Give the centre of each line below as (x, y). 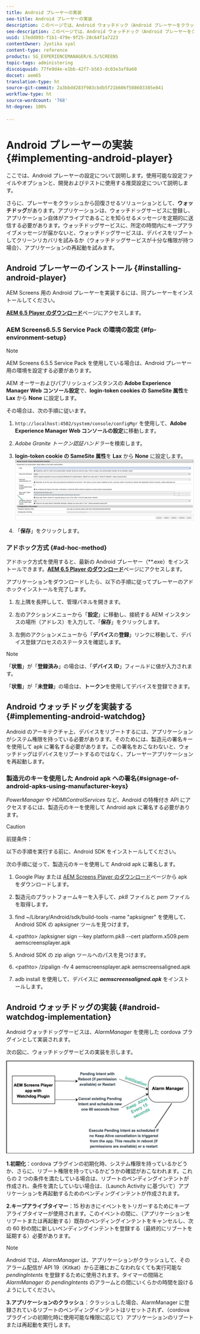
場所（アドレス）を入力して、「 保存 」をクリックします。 (94, 622)
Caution (16, 827)
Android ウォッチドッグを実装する (69, 707)
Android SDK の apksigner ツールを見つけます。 (73, 924)
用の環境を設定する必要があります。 (50, 370)
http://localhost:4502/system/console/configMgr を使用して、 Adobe (101, 423)
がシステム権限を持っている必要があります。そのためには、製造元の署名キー (100, 739)
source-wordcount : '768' (37, 101)
